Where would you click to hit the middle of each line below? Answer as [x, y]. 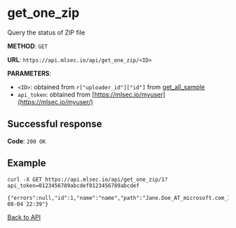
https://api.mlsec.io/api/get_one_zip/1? [106, 179]
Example [27, 163]
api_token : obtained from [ [56, 94]
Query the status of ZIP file [46, 32]
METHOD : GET [27, 46]
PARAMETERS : [29, 73]
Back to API [24, 217]
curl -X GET [25, 179]
